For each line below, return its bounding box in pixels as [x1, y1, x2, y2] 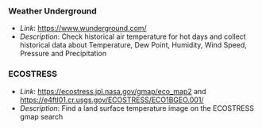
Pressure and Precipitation [19, 49, 107, 59]
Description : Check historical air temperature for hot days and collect [19, 32, 246, 41]
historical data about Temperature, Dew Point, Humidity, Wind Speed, [19, 40, 248, 50]
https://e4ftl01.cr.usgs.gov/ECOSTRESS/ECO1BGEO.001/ [19, 95, 204, 104]
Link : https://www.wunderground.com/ [19, 24, 147, 33]
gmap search [19, 112, 64, 121]
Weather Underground [8, 6, 97, 17]
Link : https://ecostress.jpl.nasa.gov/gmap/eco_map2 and [19, 86, 206, 96]
